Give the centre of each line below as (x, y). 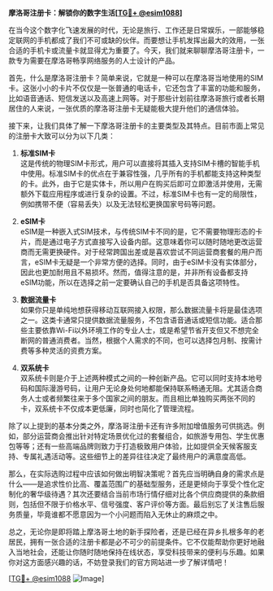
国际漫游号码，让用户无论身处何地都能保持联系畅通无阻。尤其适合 (145, 388)
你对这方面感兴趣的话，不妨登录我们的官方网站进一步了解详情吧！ (119, 562)
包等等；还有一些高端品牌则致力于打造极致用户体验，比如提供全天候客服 (129, 446)
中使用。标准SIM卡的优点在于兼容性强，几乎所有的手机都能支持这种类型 (141, 173)
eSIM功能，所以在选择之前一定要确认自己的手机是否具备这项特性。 (132, 282)
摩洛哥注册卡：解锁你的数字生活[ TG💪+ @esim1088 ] (95, 13)
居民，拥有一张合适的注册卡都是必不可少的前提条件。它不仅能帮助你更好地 (133, 542)
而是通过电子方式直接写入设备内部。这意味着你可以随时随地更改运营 (148, 242)
